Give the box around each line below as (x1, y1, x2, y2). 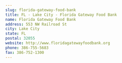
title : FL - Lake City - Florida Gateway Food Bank (5, 12, 117, 17)
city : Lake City (5, 26, 40, 31)
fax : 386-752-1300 (5, 50, 44, 55)
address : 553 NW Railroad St (5, 21, 67, 27)
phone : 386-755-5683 (5, 45, 49, 50)
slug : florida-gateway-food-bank (5, 7, 76, 13)
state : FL (5, 31, 26, 36)
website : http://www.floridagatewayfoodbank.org (5, 41, 110, 46)
